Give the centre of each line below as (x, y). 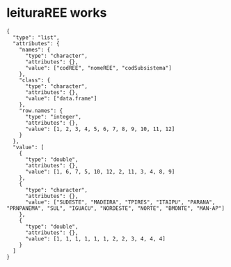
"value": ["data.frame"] (61, 98)
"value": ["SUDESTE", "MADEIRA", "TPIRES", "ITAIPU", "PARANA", (120, 202)
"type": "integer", (53, 116)
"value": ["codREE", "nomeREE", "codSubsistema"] (98, 68)
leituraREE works (57, 13)
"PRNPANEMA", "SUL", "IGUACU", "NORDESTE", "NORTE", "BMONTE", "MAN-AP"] (116, 208)
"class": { (35, 80)
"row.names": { (41, 110)
